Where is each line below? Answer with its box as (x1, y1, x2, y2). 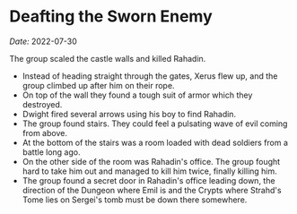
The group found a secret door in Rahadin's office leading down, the (22, 175, 275, 185)
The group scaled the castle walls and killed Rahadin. (9, 53, 206, 64)
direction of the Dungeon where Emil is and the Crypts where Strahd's (22, 184, 282, 195)
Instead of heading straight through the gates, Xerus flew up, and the (22, 70, 278, 81)
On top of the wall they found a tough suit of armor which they (22, 90, 253, 100)
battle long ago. (22, 146, 81, 158)
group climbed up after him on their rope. (22, 80, 175, 90)
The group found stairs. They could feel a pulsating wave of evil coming (22, 118, 288, 129)
